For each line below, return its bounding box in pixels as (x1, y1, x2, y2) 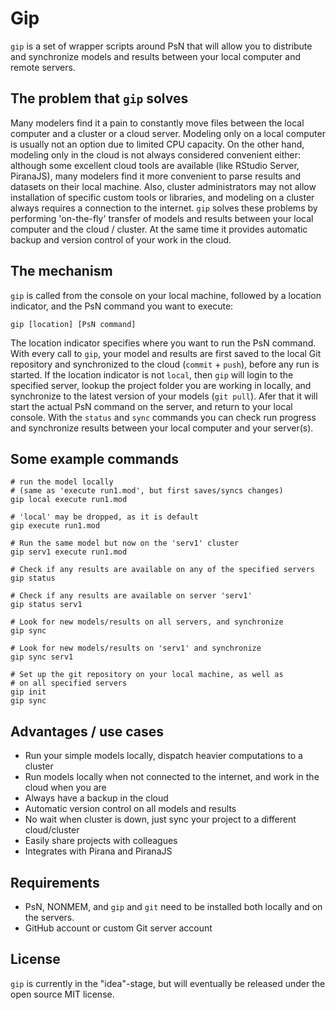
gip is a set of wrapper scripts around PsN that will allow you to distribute (10, 40, 313, 52)
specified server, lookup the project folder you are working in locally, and (10, 379, 312, 391)
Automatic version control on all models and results (24, 803, 237, 815)
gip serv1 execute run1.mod (10, 547, 128, 557)
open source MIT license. (10, 988, 115, 1000)
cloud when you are (24, 782, 107, 794)
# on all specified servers (10, 678, 128, 689)
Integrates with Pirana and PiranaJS (24, 845, 173, 857)
